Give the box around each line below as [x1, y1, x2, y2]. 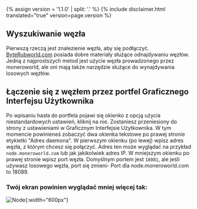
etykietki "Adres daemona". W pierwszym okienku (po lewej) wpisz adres [6, 136, 184, 144]
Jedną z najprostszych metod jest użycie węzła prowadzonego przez [6, 57, 175, 64]
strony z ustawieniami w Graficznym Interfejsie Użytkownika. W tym [6, 124, 172, 131]
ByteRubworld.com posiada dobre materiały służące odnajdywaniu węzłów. [6, 51, 190, 58]
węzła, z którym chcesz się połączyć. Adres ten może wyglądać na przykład [6, 143, 192, 150]
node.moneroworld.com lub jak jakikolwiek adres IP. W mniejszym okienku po [6, 149, 190, 156]
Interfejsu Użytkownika [6, 96, 94, 106]
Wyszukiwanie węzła [6, 29, 86, 39]
